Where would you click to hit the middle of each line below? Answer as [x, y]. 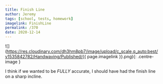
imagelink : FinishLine [28, 23]
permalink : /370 [22, 28]
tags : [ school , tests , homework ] [39, 19]
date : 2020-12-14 [23, 32]
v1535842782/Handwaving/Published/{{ [46, 56]
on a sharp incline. [24, 76]
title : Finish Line [25, 10]
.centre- [146, 56]
